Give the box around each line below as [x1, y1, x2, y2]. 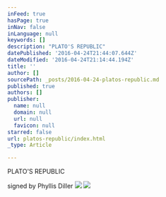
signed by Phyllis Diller [7, 181, 73, 191]
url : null [13, 115, 42, 122]
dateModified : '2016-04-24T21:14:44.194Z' [7, 56, 134, 64]
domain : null [13, 109, 52, 116]
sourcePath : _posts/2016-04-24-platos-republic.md [7, 76, 160, 83]
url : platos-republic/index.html [7, 135, 106, 142]
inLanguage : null [7, 30, 59, 37]
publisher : [7, 96, 40, 103]
